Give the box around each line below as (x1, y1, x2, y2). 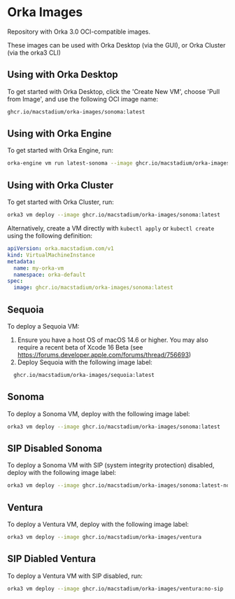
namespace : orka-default (13, 271, 86, 278)
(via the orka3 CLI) (7, 48, 62, 57)
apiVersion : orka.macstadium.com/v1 (7, 245, 114, 252)
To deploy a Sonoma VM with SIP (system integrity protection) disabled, (7, 461, 215, 469)
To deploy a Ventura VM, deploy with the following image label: (7, 520, 189, 528)
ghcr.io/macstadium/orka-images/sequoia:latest (13, 371, 155, 378)
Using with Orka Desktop (7, 69, 119, 81)
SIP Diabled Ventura (7, 553, 97, 565)
